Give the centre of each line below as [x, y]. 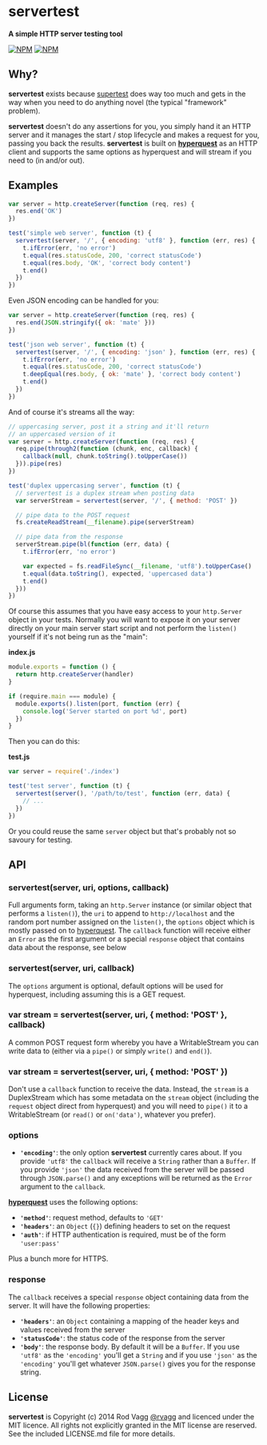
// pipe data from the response [70, 537]
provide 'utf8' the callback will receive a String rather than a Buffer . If [138, 1161]
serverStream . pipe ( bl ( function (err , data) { [93, 544]
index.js [22, 652]
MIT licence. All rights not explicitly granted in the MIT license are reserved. [133, 1425]
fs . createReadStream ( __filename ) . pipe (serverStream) [105, 523]
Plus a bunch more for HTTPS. [58, 1258]
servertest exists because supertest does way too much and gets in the [127, 94]
